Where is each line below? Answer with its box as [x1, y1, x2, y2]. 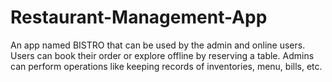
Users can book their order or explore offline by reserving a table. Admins [10, 49, 315, 61]
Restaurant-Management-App [10, 6, 268, 29]
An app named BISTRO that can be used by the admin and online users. [10, 39, 306, 51]
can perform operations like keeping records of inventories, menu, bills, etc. [10, 60, 323, 72]
